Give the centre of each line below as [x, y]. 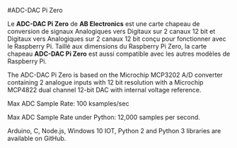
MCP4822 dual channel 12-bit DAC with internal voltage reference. [104, 90]
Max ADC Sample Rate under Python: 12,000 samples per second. [104, 117]
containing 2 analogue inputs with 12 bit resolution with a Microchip [105, 82]
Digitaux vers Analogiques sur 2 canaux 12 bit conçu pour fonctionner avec [117, 39]
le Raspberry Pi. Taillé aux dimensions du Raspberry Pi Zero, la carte [107, 46]
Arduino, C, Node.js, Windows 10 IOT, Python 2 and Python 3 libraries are [114, 131]
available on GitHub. [37, 138]
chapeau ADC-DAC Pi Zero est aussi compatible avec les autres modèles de [119, 54]
